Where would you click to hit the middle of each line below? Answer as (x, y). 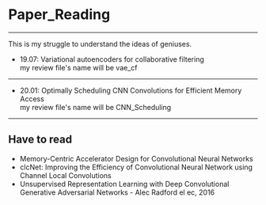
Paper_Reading (59, 15)
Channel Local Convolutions (66, 175)
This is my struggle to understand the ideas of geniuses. (100, 44)
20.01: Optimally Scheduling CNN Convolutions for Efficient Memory (131, 90)
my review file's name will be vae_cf (78, 67)
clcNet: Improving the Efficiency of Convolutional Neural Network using (136, 167)
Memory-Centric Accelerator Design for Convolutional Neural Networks (136, 158)
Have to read (40, 140)
